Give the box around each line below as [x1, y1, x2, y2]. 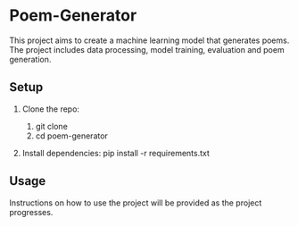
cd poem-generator [35, 130, 109, 141]
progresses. [9, 206, 54, 217]
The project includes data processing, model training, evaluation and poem [9, 44, 285, 54]
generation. [9, 54, 52, 64]
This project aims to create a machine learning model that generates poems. [9, 35, 290, 46]
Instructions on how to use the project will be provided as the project [9, 197, 262, 208]
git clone [35, 121, 69, 131]
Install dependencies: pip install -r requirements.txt [21, 147, 210, 158]
